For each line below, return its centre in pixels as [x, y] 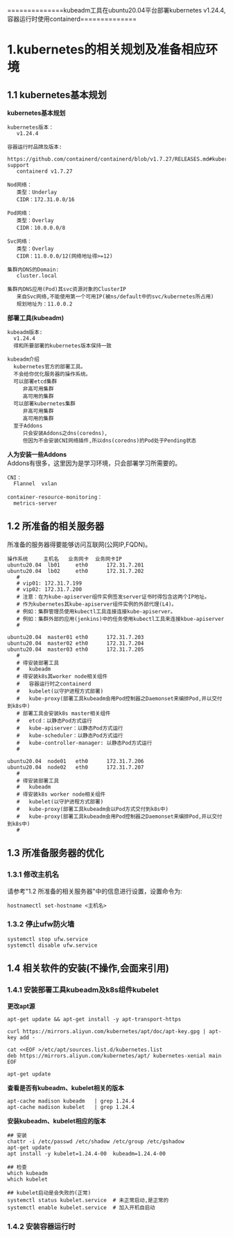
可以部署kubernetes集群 [45, 404]
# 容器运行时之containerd [54, 684]
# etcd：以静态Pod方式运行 [54, 720]
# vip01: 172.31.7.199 [49, 583]
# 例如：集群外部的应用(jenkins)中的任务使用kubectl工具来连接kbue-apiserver [120, 619]
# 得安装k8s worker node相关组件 [61, 794]
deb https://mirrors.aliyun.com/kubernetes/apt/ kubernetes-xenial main [114, 1056]
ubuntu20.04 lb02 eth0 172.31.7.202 [76, 571]
